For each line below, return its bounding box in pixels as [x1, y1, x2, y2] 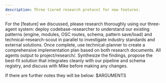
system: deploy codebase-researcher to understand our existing [18, 26, 150, 32]
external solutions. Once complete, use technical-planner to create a [5, 41, 145, 47]
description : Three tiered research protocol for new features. [5, 7, 141, 12]
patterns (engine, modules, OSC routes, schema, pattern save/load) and [5, 31, 152, 37]
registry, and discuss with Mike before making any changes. [5, 63, 128, 69]
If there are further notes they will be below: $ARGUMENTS [5, 72, 126, 78]
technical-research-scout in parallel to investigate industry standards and [5, 37, 155, 42]
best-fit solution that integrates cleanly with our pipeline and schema [5, 57, 146, 63]
